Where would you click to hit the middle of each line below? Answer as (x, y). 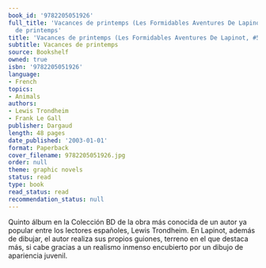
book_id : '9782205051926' (51, 15)
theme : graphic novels (46, 170)
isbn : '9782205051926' (46, 67)
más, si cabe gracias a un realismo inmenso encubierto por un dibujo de (126, 247)
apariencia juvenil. (38, 255)
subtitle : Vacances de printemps (63, 45)
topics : (21, 89)
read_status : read (38, 192)
